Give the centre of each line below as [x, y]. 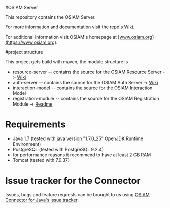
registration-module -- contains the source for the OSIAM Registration [86, 99]
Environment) [27, 144]
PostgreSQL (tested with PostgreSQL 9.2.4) [58, 149]
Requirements [36, 125]
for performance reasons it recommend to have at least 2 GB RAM [82, 155]
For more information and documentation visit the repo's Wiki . [70, 27]
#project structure [24, 52]
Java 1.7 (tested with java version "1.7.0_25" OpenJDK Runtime [78, 138]
